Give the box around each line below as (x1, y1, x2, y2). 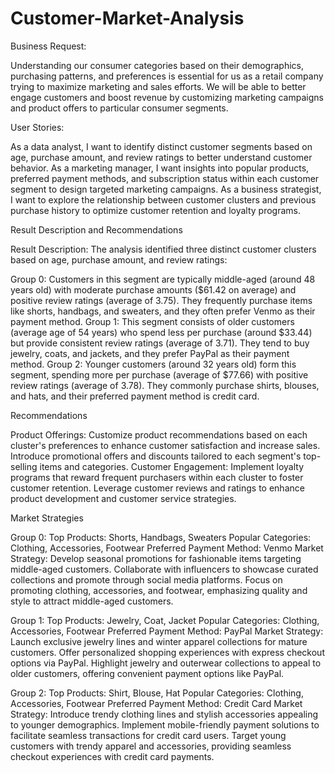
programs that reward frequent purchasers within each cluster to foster (10, 471, 304, 483)
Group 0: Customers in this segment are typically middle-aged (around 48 (10, 273, 316, 285)
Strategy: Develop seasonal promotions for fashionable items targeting (10, 552, 302, 564)
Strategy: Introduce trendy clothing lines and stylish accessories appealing (10, 708, 319, 720)
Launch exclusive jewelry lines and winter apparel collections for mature (10, 635, 308, 647)
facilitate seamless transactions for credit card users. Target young (10, 729, 287, 741)
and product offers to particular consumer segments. (10, 102, 229, 114)
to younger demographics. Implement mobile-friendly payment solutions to (10, 718, 320, 731)
